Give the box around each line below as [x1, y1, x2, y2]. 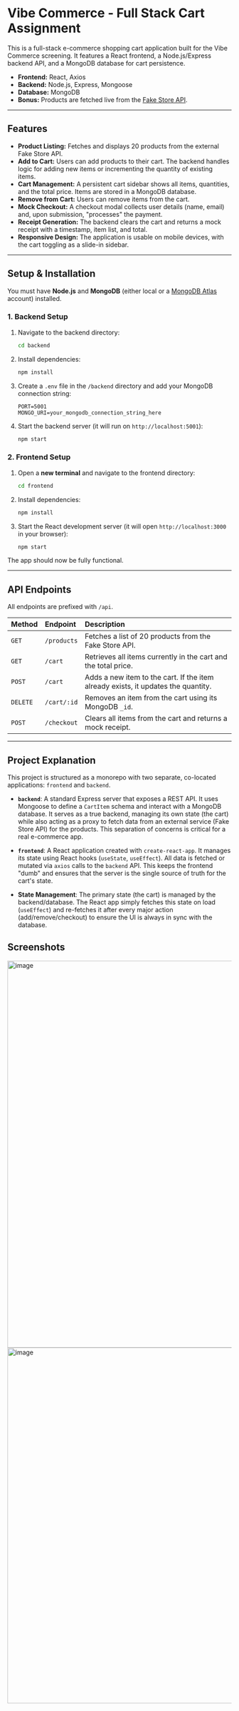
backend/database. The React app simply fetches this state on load [17, 898, 216, 906]
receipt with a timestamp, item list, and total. [17, 225, 148, 233]
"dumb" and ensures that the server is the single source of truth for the [17, 869, 226, 878]
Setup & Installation [7, 267, 96, 280]
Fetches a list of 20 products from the [84, 631, 211, 641]
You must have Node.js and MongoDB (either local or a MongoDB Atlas [7, 287, 217, 295]
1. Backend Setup [7, 312, 69, 322]
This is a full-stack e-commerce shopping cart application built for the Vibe [7, 44, 228, 52]
